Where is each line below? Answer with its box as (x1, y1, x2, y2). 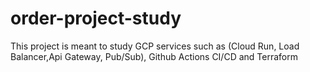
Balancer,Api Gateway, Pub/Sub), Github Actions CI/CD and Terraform (10, 50, 298, 62)
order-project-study (10, 7, 182, 30)
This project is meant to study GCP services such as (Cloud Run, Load (10, 40, 300, 52)
